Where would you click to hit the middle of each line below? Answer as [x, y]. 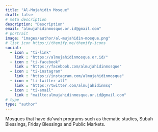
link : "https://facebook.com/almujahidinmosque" [68, 67]
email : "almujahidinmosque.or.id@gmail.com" [53, 29]
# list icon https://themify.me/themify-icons [56, 43]
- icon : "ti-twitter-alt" [38, 81]
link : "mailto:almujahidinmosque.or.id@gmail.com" [70, 95]
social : [14, 48]
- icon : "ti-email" [32, 90]
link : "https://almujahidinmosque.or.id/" [61, 57]
